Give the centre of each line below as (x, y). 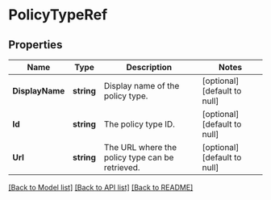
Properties (35, 45)
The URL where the (140, 147)
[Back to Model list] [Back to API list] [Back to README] (101, 187)
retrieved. (122, 167)
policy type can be (139, 157)
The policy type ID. (140, 124)
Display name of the (142, 86)
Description (149, 67)
